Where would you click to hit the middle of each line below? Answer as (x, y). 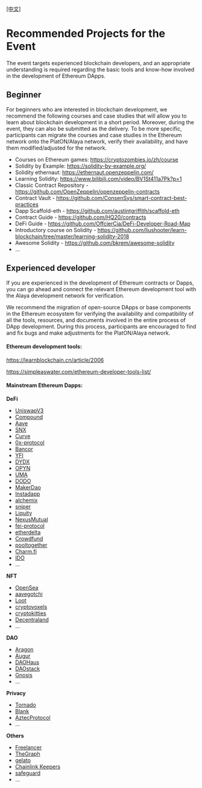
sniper (23, 506)
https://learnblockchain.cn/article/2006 (55, 360)
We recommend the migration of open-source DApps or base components (99, 307)
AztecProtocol (33, 717)
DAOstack (27, 669)
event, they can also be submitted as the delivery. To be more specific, (94, 128)
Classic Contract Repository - (52, 185)
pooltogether (31, 545)
